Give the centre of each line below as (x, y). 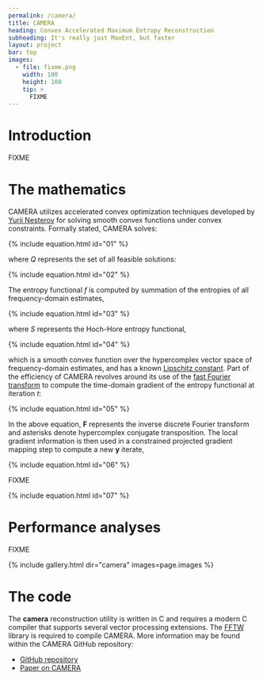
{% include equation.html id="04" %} (69, 345)
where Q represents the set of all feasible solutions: (92, 259)
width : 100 (40, 74)
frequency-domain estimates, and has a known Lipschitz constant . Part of (129, 369)
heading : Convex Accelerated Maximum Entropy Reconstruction (111, 30)
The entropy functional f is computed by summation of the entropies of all (129, 290)
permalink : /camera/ (42, 15)
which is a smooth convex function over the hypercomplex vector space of (130, 360)
